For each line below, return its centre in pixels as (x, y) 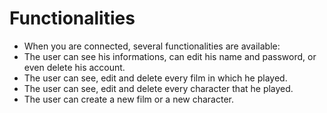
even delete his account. (74, 67)
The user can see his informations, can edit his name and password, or (170, 56)
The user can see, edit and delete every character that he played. (158, 88)
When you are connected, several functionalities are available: (152, 46)
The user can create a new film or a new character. (129, 99)
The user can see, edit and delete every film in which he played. (155, 78)
